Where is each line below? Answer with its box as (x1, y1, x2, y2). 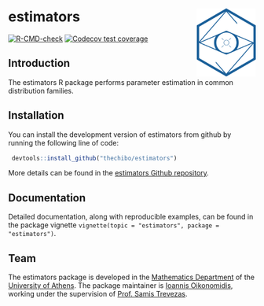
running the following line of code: (8, 138, 119, 147)
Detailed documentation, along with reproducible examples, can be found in (8, 212, 254, 222)
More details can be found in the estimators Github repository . (8, 168, 210, 178)
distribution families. (8, 86, 74, 95)
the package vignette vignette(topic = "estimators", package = (8, 220, 220, 230)
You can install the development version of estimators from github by (8, 130, 232, 139)
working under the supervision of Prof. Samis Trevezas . (8, 289, 188, 299)
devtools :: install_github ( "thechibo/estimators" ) (11, 154, 178, 162)
